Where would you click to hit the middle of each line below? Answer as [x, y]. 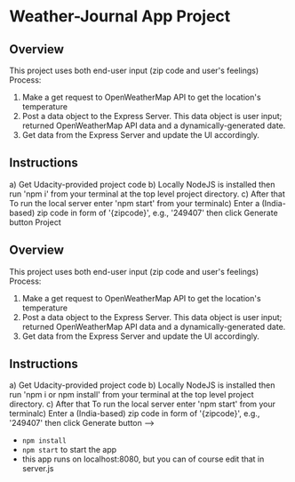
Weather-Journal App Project [120, 16]
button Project [35, 222]
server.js [38, 469]
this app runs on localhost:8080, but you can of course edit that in [143, 459]
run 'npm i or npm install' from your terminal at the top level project [132, 395]
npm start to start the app [69, 450]
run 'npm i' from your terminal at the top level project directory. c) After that [147, 194]
